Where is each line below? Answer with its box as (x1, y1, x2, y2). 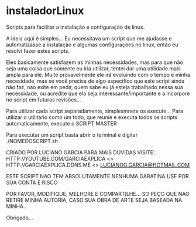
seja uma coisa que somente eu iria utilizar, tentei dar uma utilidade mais (6, 65, 181, 72)
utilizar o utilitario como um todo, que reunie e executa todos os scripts (6, 113, 177, 121)
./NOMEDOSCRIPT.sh (6, 137, 59, 144)
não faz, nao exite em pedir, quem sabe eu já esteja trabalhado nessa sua (6, 83, 183, 90)
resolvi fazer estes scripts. (6, 47, 70, 54)
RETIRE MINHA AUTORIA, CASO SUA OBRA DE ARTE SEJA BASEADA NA (6, 196, 183, 204)
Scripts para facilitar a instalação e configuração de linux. (6, 23, 145, 31)
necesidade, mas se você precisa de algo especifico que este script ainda (6, 77, 185, 84)
